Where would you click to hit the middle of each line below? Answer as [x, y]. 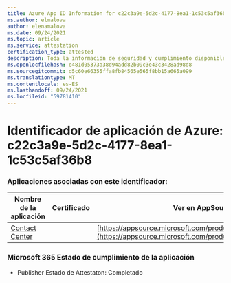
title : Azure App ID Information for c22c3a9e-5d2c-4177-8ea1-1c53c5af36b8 [118, 13]
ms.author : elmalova [37, 20]
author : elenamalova [37, 26]
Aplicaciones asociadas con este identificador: [87, 182]
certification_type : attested [51, 52]
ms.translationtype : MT [41, 77]
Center [22, 237]
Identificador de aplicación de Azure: [115, 131]
